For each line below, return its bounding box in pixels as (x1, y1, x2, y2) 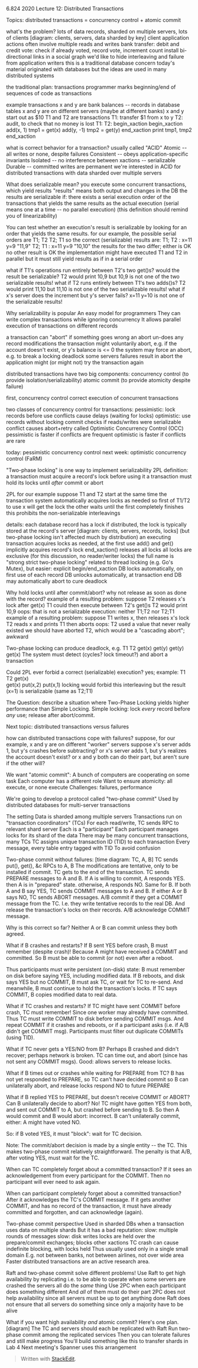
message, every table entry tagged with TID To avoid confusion (6, 844, 161, 852)
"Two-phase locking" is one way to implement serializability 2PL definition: (6, 467, 189, 473)
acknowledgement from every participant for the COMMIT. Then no (6, 1172, 171, 1179)
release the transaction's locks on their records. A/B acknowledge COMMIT (6, 906, 190, 913)
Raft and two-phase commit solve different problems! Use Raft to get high (6, 1270, 186, 1276)
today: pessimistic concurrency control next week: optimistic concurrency (6, 449, 187, 455)
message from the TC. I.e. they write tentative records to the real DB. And (6, 900, 185, 907)
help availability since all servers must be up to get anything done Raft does (6, 1295, 190, 1302)
